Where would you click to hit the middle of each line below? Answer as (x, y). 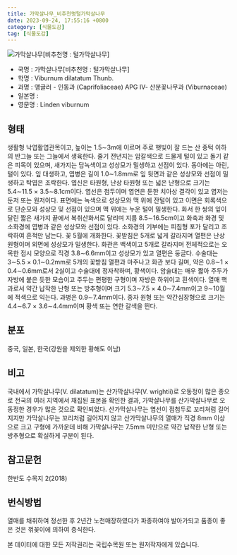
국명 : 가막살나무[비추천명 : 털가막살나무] (73, 69)
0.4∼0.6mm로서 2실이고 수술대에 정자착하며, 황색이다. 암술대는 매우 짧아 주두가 (118, 271)
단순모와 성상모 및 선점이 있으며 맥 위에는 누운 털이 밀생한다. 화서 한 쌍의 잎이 (121, 209)
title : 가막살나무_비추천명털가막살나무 (56, 14)
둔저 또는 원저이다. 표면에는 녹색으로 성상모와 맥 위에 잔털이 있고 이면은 (105, 200)
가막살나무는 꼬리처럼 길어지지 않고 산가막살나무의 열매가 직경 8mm (119, 417)
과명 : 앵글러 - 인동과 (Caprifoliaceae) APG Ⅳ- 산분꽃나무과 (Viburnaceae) (122, 87)
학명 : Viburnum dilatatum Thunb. (66, 78)
